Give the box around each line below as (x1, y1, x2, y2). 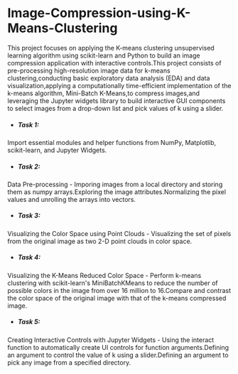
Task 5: (17, 318, 40, 326)
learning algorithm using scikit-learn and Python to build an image (7, 51, 200, 60)
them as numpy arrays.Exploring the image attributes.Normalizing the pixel (7, 187, 226, 196)
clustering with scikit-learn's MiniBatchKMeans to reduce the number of (7, 279, 218, 287)
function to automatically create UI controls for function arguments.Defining (7, 343, 229, 351)
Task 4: (17, 253, 41, 262)
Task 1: (17, 120, 39, 129)
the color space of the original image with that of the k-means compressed (7, 294, 227, 302)
